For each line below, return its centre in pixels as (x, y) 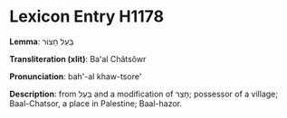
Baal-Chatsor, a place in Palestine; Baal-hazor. (96, 103)
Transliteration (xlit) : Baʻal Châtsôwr (78, 59)
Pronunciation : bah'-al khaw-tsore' (76, 76)
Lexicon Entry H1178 (87, 17)
